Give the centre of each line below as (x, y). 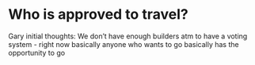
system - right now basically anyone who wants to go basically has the (124, 44)
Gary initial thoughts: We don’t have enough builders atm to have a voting (128, 36)
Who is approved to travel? (98, 14)
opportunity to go (37, 52)
